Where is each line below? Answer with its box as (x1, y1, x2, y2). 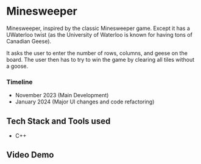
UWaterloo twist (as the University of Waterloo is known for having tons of (6, 31, 193, 38)
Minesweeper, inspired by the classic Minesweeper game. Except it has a (6, 24, 191, 32)
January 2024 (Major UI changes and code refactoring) (15, 98, 155, 105)
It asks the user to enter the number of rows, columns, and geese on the (6, 49, 188, 56)
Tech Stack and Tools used (6, 116, 111, 126)
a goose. (6, 62, 29, 70)
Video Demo (6, 150, 54, 160)
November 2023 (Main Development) (15, 92, 109, 99)
